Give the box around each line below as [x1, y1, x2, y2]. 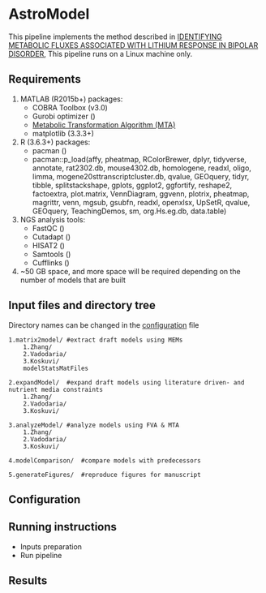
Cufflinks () [32, 257, 71, 268]
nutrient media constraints [8, 385, 104, 393]
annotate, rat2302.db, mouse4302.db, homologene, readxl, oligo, [32, 163, 251, 173]
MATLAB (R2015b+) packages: [19, 94, 123, 104]
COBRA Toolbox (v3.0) [32, 102, 108, 112]
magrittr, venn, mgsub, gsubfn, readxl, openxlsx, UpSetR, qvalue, [32, 197, 251, 207]
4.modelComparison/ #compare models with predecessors [8, 456, 201, 465]
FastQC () [32, 223, 65, 233]
